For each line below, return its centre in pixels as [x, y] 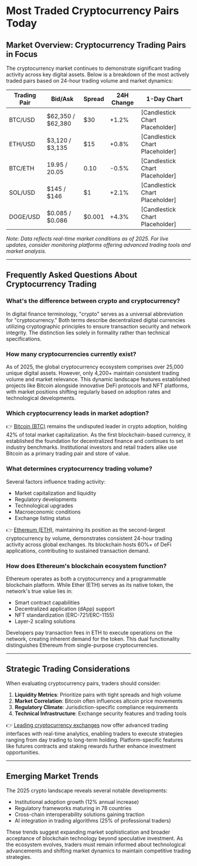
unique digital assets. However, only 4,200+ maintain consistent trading [93, 373]
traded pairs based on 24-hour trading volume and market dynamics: [90, 81]
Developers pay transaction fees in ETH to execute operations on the [89, 632]
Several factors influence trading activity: [56, 481]
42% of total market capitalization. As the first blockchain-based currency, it [98, 435]
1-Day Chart [164, 99]
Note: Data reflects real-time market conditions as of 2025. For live [87, 239]
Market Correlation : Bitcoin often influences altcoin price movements [98, 701]
